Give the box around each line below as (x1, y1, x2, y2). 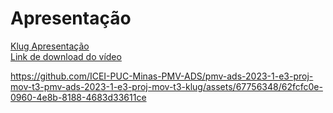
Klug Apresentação (10, 40, 90, 52)
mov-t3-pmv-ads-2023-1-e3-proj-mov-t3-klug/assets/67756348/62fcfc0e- (10, 80, 323, 92)
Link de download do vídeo (10, 50, 122, 62)
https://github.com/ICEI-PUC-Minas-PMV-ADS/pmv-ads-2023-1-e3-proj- (10, 70, 314, 82)
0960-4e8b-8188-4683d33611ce (10, 91, 147, 103)
